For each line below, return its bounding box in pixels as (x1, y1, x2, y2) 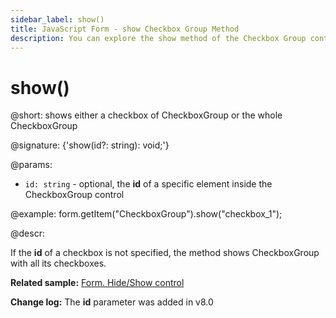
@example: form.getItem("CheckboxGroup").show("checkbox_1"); (10, 208, 283, 220)
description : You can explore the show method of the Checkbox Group (10, 33, 307, 43)
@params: (10, 159, 53, 171)
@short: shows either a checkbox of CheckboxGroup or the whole (10, 109, 283, 121)
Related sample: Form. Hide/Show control (10, 277, 185, 289)
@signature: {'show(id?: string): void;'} (10, 139, 170, 151)
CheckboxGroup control (24, 189, 125, 201)
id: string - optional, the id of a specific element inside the (24, 178, 273, 190)
